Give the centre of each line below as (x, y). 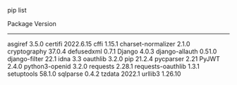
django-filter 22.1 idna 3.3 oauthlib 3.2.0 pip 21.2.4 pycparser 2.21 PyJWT (114, 59)
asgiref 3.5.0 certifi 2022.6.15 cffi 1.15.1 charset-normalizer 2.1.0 (99, 44)
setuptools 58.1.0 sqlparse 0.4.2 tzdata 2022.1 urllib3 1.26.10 (94, 74)
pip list (17, 10)
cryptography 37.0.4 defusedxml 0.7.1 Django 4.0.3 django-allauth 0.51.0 (112, 51)
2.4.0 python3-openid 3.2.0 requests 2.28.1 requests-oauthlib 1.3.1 (103, 66)
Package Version (32, 24)
